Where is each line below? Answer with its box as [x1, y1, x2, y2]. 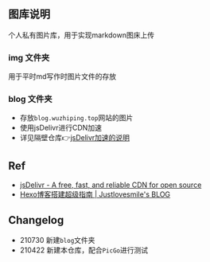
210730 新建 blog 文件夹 [19, 236, 95, 245]
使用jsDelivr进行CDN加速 [19, 123, 102, 133]
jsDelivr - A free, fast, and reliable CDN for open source [19, 180, 202, 190]
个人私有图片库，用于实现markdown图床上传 [8, 30, 155, 40]
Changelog [8, 213, 64, 227]
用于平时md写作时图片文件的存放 [8, 72, 117, 81]
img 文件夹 [8, 52, 50, 63]
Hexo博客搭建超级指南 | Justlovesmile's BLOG [19, 190, 171, 199]
